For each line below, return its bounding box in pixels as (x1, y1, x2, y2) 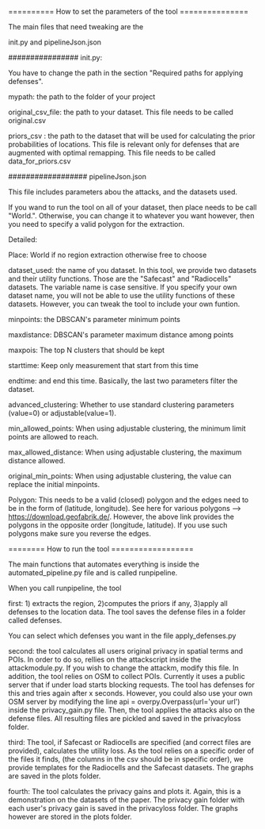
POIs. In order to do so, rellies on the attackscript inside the (8, 654, 202, 664)
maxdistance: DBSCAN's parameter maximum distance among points (8, 330, 234, 340)
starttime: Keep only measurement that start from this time (8, 361, 199, 370)
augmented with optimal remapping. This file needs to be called (8, 148, 216, 157)
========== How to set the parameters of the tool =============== (8, 7, 249, 16)
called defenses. (8, 616, 62, 625)
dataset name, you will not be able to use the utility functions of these (8, 291, 236, 300)
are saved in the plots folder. (8, 771, 101, 781)
